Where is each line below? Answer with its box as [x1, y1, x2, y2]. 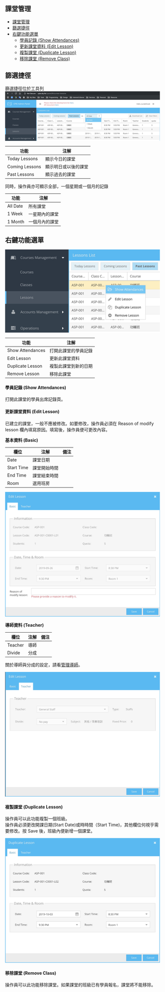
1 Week [7, 211, 23, 217]
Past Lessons [7, 171, 34, 177]
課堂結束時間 [32, 472, 59, 479]
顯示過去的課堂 [45, 171, 76, 177]
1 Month [7, 219, 25, 224]
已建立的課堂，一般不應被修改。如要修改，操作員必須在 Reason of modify [5, 420, 154, 426]
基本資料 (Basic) [5, 437, 38, 443]
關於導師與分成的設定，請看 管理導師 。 [5, 662, 82, 668]
